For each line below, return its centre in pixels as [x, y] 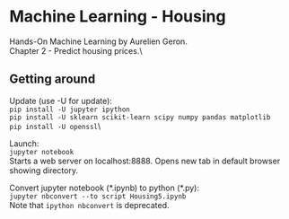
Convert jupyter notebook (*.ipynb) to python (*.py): [105, 188]
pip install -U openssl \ [55, 126]
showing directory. [44, 170]
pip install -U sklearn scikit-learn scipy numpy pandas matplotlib [140, 117]
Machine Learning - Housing [118, 17]
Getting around [53, 79]
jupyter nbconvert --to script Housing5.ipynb [98, 196]
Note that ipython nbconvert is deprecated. [89, 205]
